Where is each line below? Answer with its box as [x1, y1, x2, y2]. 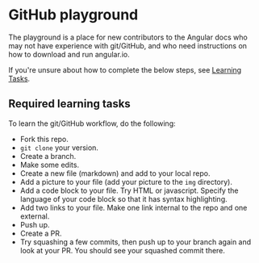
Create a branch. [19, 151, 77, 161]
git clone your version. [19, 143, 99, 152]
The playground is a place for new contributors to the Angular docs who [8, 32, 248, 42]
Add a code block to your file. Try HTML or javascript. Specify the [19, 186, 239, 195]
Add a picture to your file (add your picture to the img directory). [19, 177, 232, 186]
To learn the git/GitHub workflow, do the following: [8, 119, 176, 128]
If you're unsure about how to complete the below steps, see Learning [8, 65, 242, 74]
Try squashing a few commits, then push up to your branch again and [19, 236, 252, 247]
